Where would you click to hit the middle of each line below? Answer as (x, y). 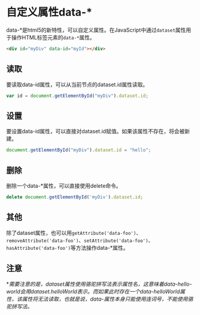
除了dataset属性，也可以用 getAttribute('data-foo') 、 (74, 233)
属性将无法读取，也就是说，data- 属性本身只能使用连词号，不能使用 (105, 299)
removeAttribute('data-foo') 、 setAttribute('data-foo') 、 (80, 240)
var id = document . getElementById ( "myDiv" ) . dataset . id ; (77, 96)
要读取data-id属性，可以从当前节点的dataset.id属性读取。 (77, 84)
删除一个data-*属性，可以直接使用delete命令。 (64, 186)
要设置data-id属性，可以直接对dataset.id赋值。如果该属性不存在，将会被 (96, 131)
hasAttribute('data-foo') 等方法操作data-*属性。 (67, 247)
